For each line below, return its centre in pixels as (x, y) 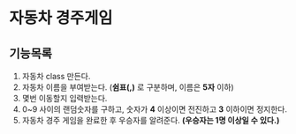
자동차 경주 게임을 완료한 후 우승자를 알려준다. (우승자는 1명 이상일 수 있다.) (151, 120)
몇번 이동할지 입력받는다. (65, 98)
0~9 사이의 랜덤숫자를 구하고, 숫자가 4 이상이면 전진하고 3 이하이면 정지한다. (154, 109)
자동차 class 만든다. (56, 76)
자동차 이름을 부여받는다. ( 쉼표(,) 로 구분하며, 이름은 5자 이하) (128, 87)
